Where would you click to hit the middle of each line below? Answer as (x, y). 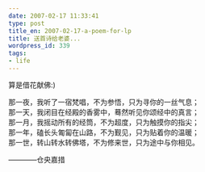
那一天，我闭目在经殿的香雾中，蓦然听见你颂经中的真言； (104, 112)
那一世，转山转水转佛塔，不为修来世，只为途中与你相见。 (104, 142)
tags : (17, 53)
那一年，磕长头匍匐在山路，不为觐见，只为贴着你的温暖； (104, 132)
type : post (27, 23)
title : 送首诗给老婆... (44, 38)
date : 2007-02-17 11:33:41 (54, 16)
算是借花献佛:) (32, 85)
